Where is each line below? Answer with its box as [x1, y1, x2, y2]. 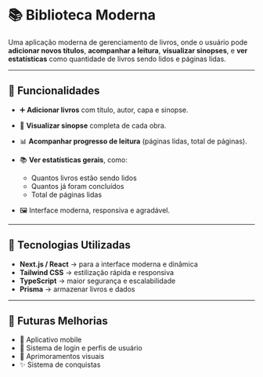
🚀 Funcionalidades [8, 84, 100, 98]
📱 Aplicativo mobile [19, 335, 82, 345]
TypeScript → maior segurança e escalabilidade [19, 276, 176, 285]
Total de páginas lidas [31, 190, 103, 199]
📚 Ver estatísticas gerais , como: [19, 154, 128, 165]
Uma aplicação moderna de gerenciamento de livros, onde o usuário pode [8, 37, 248, 47]
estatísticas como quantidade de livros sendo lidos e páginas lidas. [8, 54, 227, 63]
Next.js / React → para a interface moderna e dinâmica [19, 259, 198, 269]
